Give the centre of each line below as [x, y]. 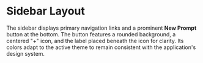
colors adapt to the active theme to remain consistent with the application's [101, 47]
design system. [25, 53]
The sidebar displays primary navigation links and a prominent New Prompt [102, 28]
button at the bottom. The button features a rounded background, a [91, 34]
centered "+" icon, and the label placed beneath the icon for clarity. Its [95, 41]
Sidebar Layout [46, 11]
